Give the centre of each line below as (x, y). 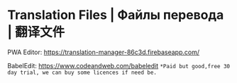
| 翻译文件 (36, 32)
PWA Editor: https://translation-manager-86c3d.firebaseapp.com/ (104, 52)
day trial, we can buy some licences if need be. (82, 72)
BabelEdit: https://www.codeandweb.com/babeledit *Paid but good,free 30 (119, 65)
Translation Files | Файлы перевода (116, 15)
